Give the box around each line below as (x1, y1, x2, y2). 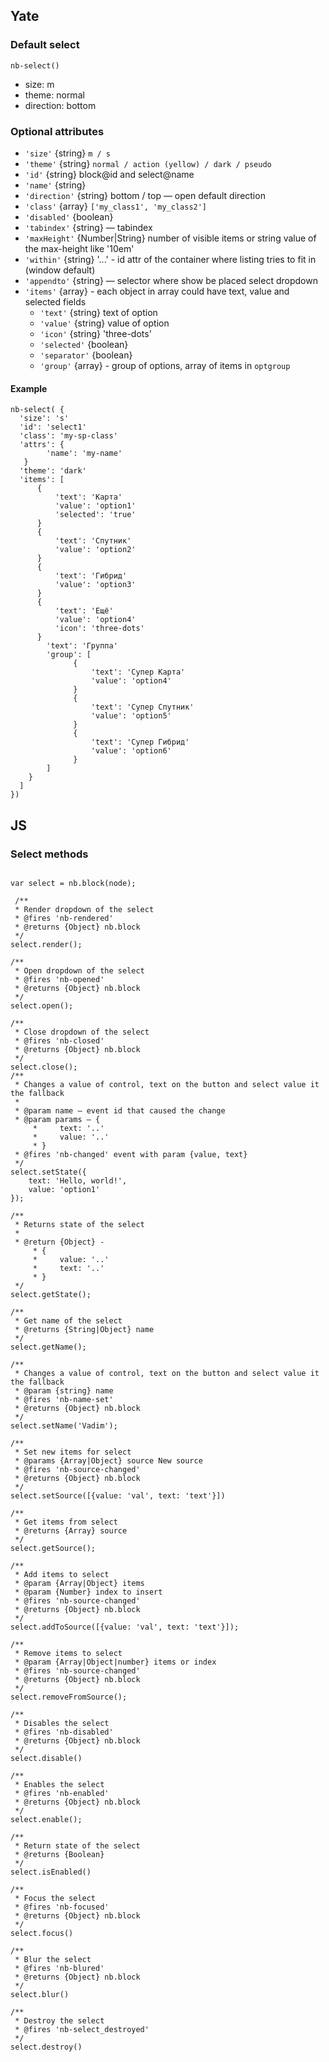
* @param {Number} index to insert (14, 1587, 163, 1597)
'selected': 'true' (54, 510, 137, 520)
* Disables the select (14, 1718, 110, 1728)
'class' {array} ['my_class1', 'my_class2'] (24, 200, 208, 212)
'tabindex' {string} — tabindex (24, 221, 153, 233)
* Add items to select (14, 1569, 110, 1579)
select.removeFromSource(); (10, 1692, 128, 1702)
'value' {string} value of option (39, 317, 170, 329)
